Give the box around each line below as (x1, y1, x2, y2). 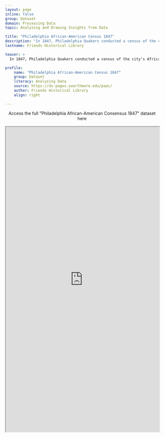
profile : (5, 65, 23, 70)
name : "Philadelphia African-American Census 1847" (14, 70, 121, 75)
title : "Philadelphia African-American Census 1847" (5, 34, 115, 39)
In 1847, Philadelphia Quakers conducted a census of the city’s (9, 57, 145, 62)
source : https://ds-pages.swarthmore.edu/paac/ (14, 83, 112, 88)
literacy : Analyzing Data (14, 79, 67, 84)
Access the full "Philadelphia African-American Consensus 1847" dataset (8, 110, 156, 116)
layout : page (5, 7, 32, 12)
